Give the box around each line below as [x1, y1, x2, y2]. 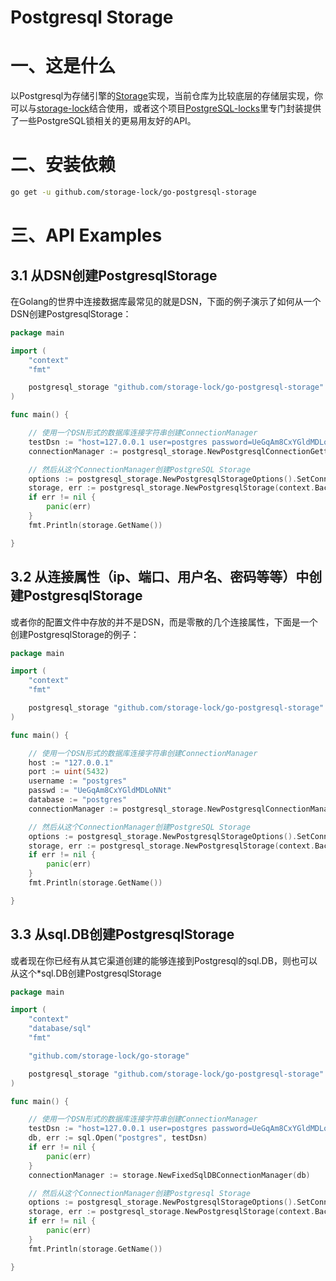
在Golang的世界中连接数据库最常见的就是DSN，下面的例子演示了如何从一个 [10, 295, 322, 307]
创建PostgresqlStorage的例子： [10, 628, 140, 640]
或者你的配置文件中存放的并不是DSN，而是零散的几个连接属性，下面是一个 [10, 616, 318, 628]
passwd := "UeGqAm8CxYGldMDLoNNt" [28, 786, 172, 796]
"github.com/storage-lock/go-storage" [28, 1051, 190, 1061]
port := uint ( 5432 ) [28, 767, 110, 777]
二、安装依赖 [10, 154, 117, 176]
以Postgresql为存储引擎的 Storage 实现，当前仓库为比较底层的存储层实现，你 [10, 90, 323, 102]
